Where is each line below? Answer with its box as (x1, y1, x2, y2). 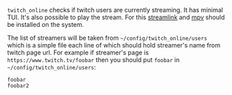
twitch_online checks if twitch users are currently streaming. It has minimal (7, 6, 224, 14)
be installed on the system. (7, 21, 84, 28)
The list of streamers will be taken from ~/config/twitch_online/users (7, 34, 208, 42)
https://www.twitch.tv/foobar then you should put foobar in (7, 56, 180, 64)
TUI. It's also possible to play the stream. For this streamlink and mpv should (7, 13, 225, 21)
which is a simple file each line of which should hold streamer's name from (7, 41, 220, 49)
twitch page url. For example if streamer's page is (7, 48, 149, 56)
